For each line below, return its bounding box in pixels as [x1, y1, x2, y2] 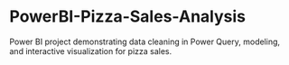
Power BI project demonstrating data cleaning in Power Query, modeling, [9, 36, 281, 47]
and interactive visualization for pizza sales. [9, 45, 172, 56]
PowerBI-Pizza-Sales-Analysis [9, 6, 247, 27]
